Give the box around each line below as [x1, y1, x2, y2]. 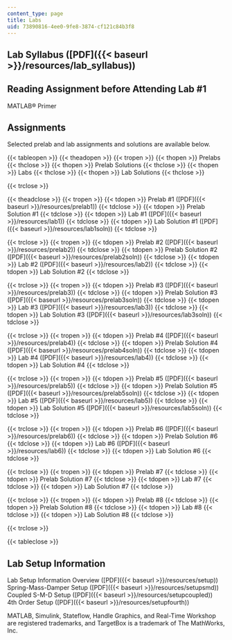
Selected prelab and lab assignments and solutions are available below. [7, 140, 211, 149]
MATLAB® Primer [7, 101, 57, 110]
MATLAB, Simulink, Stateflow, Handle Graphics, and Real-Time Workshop [7, 612, 216, 620]
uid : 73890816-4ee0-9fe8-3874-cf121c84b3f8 [7, 23, 135, 30]
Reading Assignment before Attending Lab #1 [7, 83, 206, 95]
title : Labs [7, 17, 42, 24]
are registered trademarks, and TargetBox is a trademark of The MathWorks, [7, 619, 225, 628]
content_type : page [7, 10, 64, 17]
